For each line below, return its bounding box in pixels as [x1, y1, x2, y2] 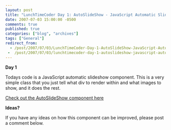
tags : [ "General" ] [5, 36, 44, 41]
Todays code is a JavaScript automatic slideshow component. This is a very [5, 74, 164, 80]
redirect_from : [5, 41, 38, 46]
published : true [5, 27, 40, 32]
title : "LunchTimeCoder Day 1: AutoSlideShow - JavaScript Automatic [5, 12, 156, 17]
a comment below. [5, 120, 44, 126]
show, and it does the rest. [5, 85, 61, 91]
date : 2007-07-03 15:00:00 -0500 [5, 17, 76, 22]
